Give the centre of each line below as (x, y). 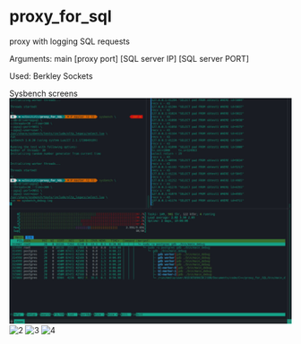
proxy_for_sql (60, 17)
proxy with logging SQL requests (69, 41)
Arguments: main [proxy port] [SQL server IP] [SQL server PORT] (129, 58)
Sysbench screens (43, 93)
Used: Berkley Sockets (51, 76)
